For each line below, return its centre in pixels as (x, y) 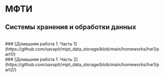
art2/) (11, 70)
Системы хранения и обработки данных (71, 27)
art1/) (10, 54)
